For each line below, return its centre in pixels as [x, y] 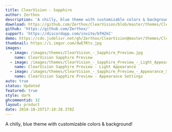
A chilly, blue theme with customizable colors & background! [69, 124]
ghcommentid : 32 [23, 100]
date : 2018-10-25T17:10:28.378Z [40, 110]
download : [16, 24]
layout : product [23, 105]
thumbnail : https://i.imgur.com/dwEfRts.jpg [53, 43]
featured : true [21, 90]
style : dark [18, 95]
